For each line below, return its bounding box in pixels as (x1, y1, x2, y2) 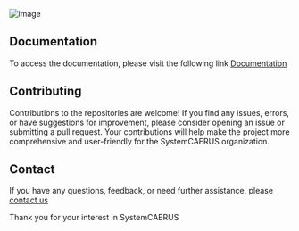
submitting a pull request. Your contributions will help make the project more (9, 126, 290, 137)
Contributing (9, 84, 82, 99)
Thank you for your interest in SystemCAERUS (9, 212, 179, 223)
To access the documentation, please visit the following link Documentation (9, 58, 287, 69)
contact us (9, 194, 49, 205)
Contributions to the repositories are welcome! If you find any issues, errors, (9, 107, 290, 118)
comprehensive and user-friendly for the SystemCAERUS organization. (9, 136, 270, 146)
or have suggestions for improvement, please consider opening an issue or (9, 117, 286, 128)
